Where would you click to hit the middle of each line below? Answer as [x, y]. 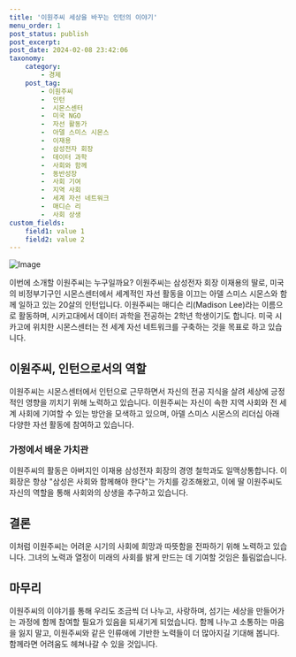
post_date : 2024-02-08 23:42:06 [68, 50]
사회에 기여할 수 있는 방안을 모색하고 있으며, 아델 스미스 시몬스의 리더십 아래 [149, 414]
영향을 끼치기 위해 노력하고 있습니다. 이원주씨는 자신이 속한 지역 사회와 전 [152, 402]
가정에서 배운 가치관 [49, 449]
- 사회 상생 [61, 214]
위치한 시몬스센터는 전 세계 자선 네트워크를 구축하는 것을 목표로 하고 [149, 327]
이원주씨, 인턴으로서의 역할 [78, 368]
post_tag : [43, 83]
